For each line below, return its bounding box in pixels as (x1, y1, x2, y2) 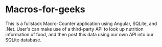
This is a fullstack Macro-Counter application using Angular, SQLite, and (5, 20, 157, 27)
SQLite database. (5, 37, 42, 43)
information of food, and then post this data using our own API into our (5, 31, 154, 37)
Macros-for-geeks (5, 4, 85, 15)
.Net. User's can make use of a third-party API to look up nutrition (5, 26, 144, 32)
